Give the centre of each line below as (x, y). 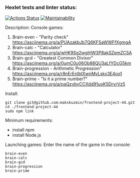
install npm (23, 130)
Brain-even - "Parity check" (40, 37)
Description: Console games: (34, 28)
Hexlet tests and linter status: (41, 7)
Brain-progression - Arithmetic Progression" (57, 68)
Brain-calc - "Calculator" (37, 48)
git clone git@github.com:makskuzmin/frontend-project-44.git (70, 103)
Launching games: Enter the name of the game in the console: (68, 145)
